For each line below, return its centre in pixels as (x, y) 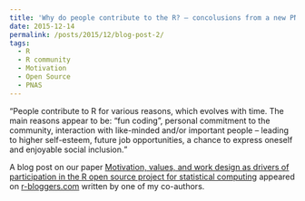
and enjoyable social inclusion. (67, 149)
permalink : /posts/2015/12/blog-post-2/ (87, 34)
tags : (20, 43)
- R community (44, 60)
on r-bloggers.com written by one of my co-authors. (107, 186)
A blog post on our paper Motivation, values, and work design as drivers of (149, 167)
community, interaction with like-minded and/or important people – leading (149, 130)
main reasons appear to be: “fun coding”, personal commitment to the (140, 120)
